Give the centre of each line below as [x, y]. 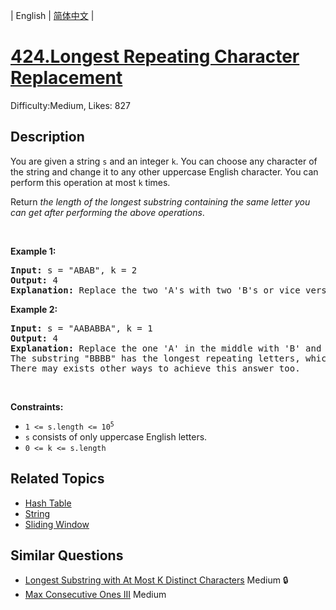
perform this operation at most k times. [90, 182]
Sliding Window [57, 524]
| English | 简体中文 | [52, 15]
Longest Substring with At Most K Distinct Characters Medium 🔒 [156, 580]
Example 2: [34, 309]
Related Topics [57, 479]
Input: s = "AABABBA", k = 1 [81, 328]
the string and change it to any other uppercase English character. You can [164, 171]
